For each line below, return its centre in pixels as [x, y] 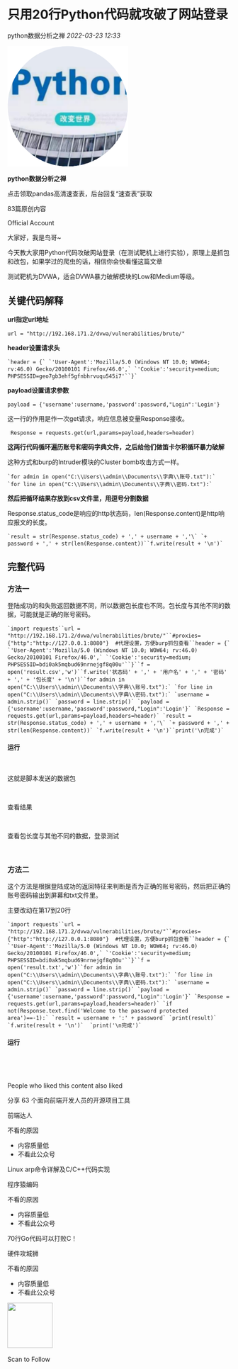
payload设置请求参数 [38, 390]
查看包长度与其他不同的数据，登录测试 [63, 835]
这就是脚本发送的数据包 [41, 778]
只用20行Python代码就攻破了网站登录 [118, 15]
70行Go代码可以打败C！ [42, 1239]
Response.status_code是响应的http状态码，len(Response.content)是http [113, 513]
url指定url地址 [28, 319]
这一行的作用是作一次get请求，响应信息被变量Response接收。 [98, 418]
